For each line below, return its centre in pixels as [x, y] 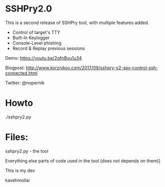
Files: [17, 137]
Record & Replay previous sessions [48, 48]
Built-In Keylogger [31, 38]
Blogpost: [15, 68]
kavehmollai [17, 180]
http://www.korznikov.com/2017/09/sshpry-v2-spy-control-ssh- [92, 68]
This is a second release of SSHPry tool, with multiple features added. [77, 23]
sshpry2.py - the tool [27, 151]
